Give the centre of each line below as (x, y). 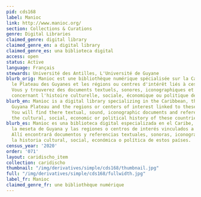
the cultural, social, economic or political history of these (92, 118)
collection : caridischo (36, 163)
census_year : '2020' (32, 146)
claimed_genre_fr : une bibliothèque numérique (65, 185)
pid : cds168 (21, 12)
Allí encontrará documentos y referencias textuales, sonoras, (92, 135)
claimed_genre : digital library (46, 40)
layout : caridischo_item (37, 157)
